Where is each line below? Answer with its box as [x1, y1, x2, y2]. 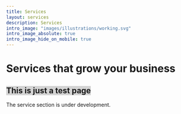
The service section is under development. [6, 102, 111, 108]
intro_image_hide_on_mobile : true [6, 36, 92, 42]
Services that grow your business [6, 62, 176, 75]
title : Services [6, 8, 46, 15]
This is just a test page [6, 85, 91, 96]
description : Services [6, 20, 62, 26]
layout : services [6, 14, 49, 20]
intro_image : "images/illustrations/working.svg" [6, 25, 132, 31]
